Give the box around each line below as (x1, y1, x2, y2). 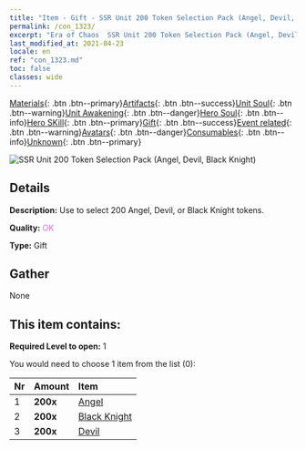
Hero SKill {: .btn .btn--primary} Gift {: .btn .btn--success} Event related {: (26, 117, 292, 128)
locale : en (9, 47, 51, 56)
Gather (9, 266, 50, 281)
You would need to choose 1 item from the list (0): (9, 359, 196, 370)
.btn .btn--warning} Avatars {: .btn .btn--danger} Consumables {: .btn (9, 127, 261, 138)
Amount (33, 380, 70, 393)
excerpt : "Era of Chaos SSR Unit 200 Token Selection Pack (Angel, (9, 30, 275, 39)
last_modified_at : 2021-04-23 (9, 38, 125, 48)
